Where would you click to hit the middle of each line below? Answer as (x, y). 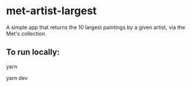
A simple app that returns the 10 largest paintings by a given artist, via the (96, 27)
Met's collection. (26, 33)
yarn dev (17, 78)
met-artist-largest (51, 11)
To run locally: (33, 52)
